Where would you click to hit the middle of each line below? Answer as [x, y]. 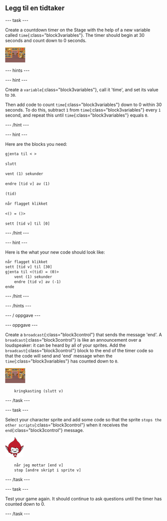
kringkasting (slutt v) [39, 391]
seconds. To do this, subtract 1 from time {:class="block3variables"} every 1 [83, 110]
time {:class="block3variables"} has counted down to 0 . [62, 361]
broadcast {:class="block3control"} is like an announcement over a [73, 340]
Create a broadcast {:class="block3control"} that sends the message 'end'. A [83, 334]
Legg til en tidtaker [35, 8]
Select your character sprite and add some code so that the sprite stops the [83, 419]
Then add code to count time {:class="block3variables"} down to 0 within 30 [83, 105]
